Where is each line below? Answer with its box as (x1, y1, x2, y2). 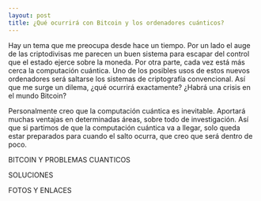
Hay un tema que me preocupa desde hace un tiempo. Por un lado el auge (8, 40, 251, 50)
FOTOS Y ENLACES (8, 185, 72, 195)
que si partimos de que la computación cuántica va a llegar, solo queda (8, 123, 240, 132)
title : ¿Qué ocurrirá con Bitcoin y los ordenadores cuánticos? (8, 19, 225, 27)
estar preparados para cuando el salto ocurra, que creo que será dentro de (8, 131, 253, 140)
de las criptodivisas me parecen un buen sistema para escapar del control (8, 49, 250, 58)
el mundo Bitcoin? (8, 91, 67, 100)
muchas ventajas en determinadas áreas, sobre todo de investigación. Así (8, 114, 249, 124)
